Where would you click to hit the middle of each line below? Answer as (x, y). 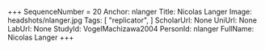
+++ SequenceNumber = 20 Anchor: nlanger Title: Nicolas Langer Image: (130, 12)
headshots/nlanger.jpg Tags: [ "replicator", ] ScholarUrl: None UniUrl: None (132, 20)
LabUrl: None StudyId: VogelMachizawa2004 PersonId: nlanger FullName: (131, 29)
